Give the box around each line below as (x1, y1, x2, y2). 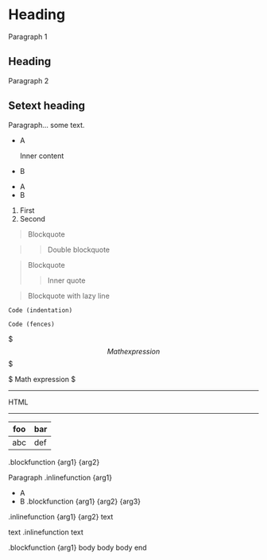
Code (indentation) (8, 306, 73, 315)
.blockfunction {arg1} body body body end (8, 543, 147, 553)
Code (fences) (8, 320, 56, 328)
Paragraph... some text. (8, 120, 85, 129)
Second (19, 214, 46, 223)
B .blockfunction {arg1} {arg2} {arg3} (19, 496, 141, 506)
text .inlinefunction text (8, 527, 83, 537)
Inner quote (47, 276, 86, 285)
